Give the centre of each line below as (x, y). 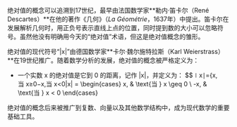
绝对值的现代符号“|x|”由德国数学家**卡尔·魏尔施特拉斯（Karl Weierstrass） (116, 52)
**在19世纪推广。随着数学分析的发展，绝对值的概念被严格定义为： (103, 60)
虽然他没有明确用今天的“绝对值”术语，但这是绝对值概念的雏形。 (112, 36)
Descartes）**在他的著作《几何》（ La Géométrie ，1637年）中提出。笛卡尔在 (118, 19)
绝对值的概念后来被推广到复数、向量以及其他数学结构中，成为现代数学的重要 (119, 108)
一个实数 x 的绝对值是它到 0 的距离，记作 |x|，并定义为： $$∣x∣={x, (117, 75)
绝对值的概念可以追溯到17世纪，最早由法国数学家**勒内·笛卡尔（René (108, 10)
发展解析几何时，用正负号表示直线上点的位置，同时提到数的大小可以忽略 (112, 28)
